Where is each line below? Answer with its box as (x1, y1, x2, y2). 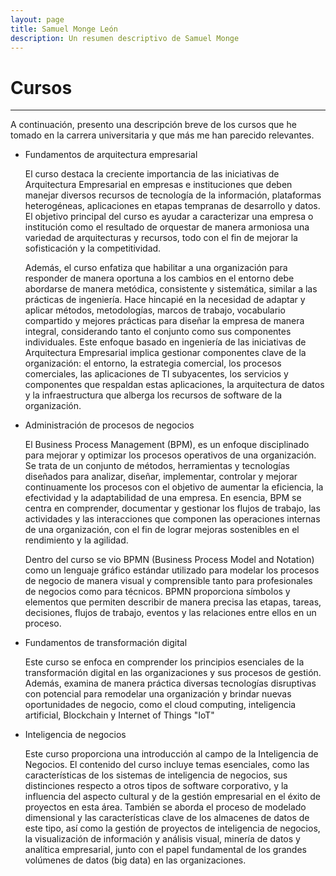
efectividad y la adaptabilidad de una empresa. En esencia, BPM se (24, 492, 302, 504)
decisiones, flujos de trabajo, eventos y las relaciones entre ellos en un (24, 607, 317, 619)
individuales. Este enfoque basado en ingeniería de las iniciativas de (24, 336, 307, 348)
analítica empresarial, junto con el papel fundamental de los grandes (24, 844, 307, 856)
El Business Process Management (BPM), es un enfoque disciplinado (24, 439, 310, 451)
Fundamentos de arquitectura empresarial (24, 149, 198, 161)
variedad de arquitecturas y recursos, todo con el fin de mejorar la (24, 232, 298, 244)
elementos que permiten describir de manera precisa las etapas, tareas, (24, 596, 322, 608)
